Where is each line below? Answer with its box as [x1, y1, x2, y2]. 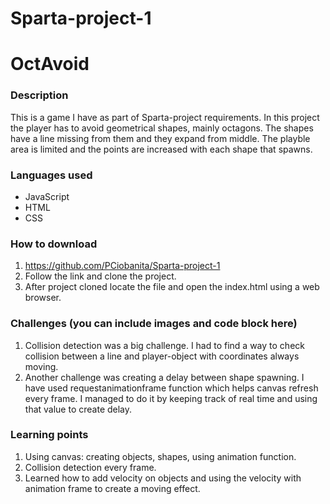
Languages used [10, 168, 93, 182]
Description [10, 88, 69, 102]
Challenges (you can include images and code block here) [10, 317, 298, 331]
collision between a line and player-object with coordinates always [24, 350, 300, 362]
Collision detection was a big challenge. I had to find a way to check [24, 339, 305, 351]
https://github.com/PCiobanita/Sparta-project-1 [24, 260, 221, 272]
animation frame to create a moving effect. [24, 482, 201, 494]
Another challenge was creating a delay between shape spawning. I [24, 371, 305, 383]
